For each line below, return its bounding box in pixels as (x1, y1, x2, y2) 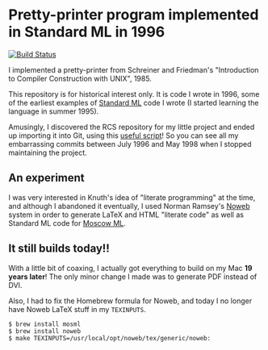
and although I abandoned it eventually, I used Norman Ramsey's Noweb (8, 201, 250, 210)
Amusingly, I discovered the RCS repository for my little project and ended (8, 122, 255, 131)
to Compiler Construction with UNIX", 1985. (8, 73, 152, 83)
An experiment (8, 171, 85, 185)
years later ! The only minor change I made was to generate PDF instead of (8, 272, 258, 281)
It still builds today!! (8, 242, 111, 256)
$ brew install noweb (8, 327, 82, 335)
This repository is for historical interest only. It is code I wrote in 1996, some (8, 89, 260, 98)
